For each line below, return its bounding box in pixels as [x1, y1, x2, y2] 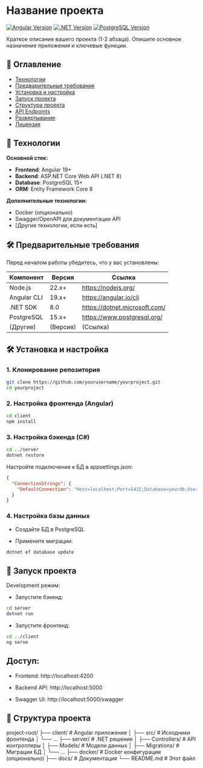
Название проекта [6, 4, 104, 18]
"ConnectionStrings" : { [11, 480, 71, 486]
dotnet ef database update [6, 549, 74, 555]
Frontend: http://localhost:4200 [14, 672, 94, 679]
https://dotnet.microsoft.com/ [82, 303, 166, 312]
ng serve [6, 639, 28, 645]
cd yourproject [6, 385, 45, 391]
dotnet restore [6, 452, 45, 458]
